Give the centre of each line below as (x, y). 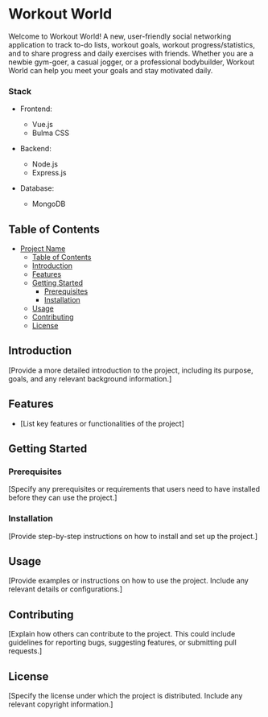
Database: (37, 188)
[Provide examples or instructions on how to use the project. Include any (129, 581)
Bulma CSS (51, 133)
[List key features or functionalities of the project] (102, 423)
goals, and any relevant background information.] (90, 378)
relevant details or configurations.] (66, 589)
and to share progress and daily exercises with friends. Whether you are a (131, 53)
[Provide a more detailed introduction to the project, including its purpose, (131, 370)
